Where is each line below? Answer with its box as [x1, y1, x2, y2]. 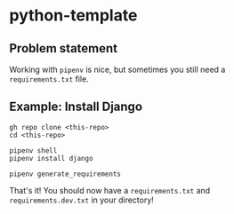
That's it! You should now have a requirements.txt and [9, 185, 211, 195]
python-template [9, 5, 138, 26]
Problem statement [9, 41, 118, 56]
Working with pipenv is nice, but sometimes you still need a [9, 64, 226, 75]
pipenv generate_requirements [9, 170, 122, 178]
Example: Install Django [9, 99, 143, 115]
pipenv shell [9, 146, 58, 155]
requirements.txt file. [9, 74, 89, 84]
